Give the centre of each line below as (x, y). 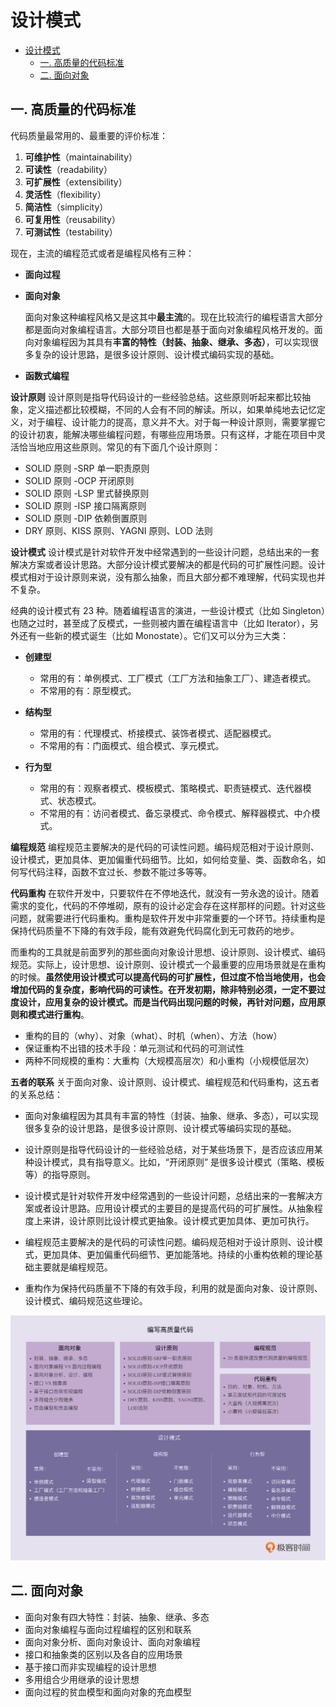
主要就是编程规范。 (73, 1267)
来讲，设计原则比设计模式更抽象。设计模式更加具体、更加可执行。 (178, 1220)
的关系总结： (36, 1094)
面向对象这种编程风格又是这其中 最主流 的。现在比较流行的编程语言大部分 (173, 317)
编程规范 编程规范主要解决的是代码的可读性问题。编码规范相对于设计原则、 (165, 847)
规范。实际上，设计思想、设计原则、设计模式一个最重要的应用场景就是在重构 (168, 964)
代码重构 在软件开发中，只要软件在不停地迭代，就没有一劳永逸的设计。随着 (165, 893)
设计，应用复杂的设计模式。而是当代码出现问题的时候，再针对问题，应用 (167, 1002)
